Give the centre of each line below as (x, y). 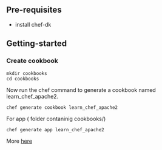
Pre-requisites (34, 10)
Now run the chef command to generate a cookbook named (81, 90)
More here (19, 141)
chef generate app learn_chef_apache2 (55, 129)
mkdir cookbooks (27, 73)
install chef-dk (33, 24)
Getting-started (37, 44)
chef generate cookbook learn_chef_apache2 (62, 107)
